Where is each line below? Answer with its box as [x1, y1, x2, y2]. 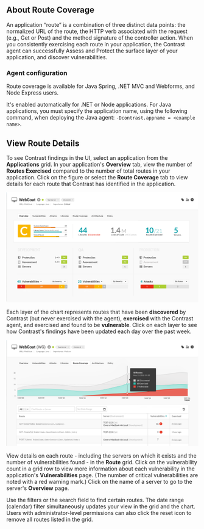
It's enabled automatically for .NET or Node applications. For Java [6, 101, 172, 109]
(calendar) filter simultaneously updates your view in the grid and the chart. [6, 503, 196, 510]
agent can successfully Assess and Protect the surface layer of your [6, 47, 178, 54]
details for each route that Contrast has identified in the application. [6, 180, 176, 187]
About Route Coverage [6, 5, 94, 15]
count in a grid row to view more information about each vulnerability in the [6, 465, 195, 472]
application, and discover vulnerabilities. [6, 53, 108, 60]
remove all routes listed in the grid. [6, 516, 93, 524]
